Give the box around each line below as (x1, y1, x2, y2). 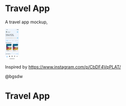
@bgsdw (5, 73, 23, 79)
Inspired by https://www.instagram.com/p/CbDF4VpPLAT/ (5, 64, 121, 70)
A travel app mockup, (5, 19, 48, 25)
